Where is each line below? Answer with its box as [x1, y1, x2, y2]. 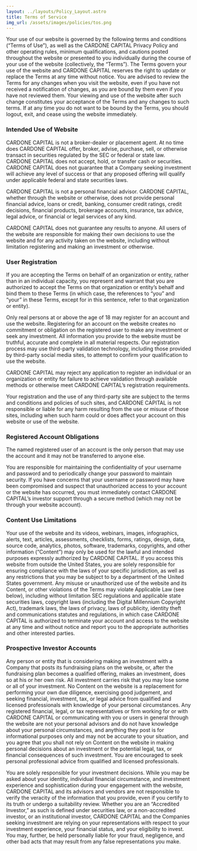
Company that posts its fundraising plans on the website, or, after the [6, 664, 173, 671]
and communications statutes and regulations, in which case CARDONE [6, 611, 179, 618]
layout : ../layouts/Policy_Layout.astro [6, 8, 107, 15]
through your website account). [6, 501, 82, 508]
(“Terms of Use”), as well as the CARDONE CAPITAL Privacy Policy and [6, 42, 178, 49]
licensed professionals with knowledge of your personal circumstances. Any [6, 701, 191, 708]
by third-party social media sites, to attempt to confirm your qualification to [6, 351, 188, 358]
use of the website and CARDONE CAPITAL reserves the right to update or [6, 67, 186, 74]
